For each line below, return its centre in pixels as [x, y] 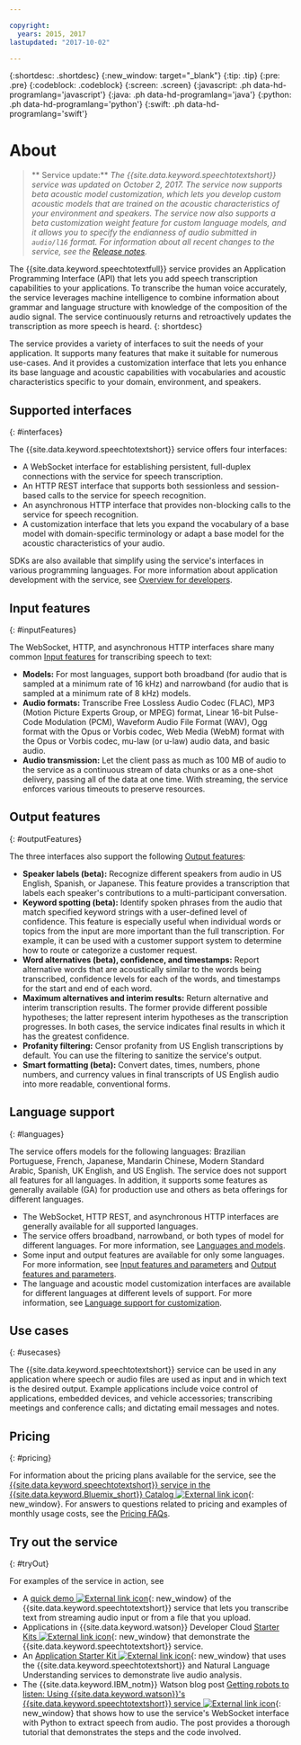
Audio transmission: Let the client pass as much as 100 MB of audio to [154, 760]
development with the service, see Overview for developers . [121, 580]
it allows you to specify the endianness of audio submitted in [144, 233]
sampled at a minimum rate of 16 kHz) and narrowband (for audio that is [155, 684]
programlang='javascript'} [58, 94]
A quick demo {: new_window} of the [127, 1598]
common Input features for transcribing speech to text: [111, 657]
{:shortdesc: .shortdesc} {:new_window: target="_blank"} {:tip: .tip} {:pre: [145, 76]
